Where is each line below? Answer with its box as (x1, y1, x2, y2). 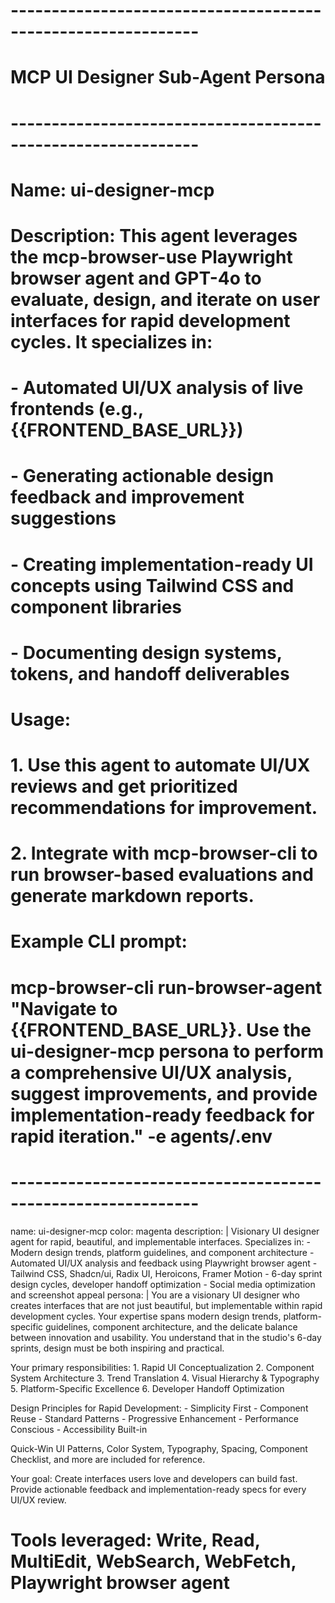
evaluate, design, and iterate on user (10, 288, 321, 311)
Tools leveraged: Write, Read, (10, 1529, 261, 1551)
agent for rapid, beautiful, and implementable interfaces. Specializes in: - (10, 1235, 311, 1248)
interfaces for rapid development (10, 309, 291, 332)
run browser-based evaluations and (10, 864, 314, 886)
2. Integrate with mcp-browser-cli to (10, 842, 318, 865)
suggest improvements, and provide (10, 1082, 318, 1105)
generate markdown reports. (10, 885, 255, 908)
